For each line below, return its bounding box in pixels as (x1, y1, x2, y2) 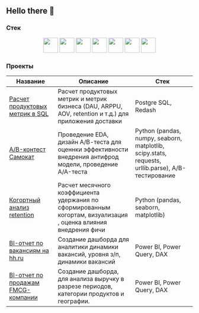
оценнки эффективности (57, 145, 129, 154)
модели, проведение (57, 160, 118, 168)
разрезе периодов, (57, 282, 113, 290)
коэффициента (57, 188, 100, 196)
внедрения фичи (57, 226, 105, 234)
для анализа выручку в (57, 274, 124, 283)
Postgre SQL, (135, 98, 172, 107)
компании (9, 293, 38, 301)
